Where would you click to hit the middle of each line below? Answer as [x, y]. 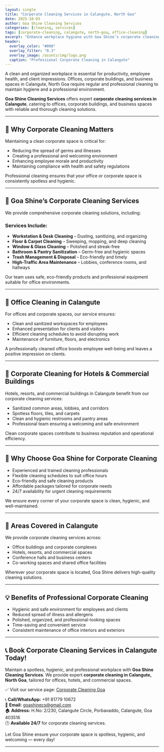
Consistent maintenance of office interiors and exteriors [68, 630]
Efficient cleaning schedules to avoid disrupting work [65, 334]
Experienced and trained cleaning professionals [60, 470]
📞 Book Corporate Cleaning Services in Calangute [81, 650]
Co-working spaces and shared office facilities [59, 563]
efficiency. [16, 438]
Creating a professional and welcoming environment [65, 156]
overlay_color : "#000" [32, 46]
